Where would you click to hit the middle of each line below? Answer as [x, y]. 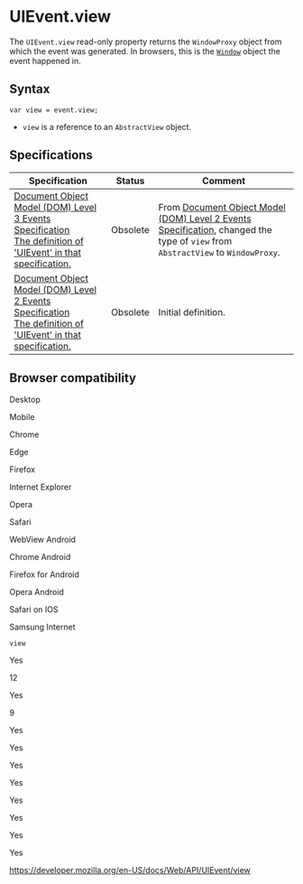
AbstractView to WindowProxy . [220, 252]
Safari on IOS [34, 609]
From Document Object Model [222, 207]
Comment [224, 181]
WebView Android [43, 540]
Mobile [22, 417]
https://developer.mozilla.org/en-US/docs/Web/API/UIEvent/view [130, 870]
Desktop [25, 400]
